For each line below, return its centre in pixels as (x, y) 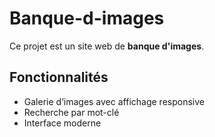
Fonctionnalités (59, 77)
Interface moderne (62, 123)
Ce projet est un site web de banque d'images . (107, 46)
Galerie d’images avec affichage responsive (114, 101)
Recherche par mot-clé (71, 112)
